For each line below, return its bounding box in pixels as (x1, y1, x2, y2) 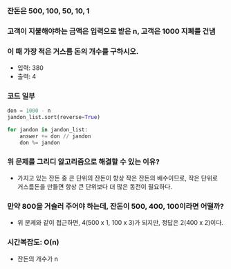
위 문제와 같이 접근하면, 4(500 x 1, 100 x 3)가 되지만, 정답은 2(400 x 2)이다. (17, 219, 223, 227)
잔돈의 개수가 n (17, 254, 59, 263)
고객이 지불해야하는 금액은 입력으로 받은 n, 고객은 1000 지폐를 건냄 (7, 26, 216, 36)
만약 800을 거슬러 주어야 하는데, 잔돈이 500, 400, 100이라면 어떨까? (7, 202, 225, 212)
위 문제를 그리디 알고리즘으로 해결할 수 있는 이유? (7, 157, 160, 167)
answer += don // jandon (19, 133, 91, 140)
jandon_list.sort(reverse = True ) (7, 114, 100, 121)
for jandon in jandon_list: (7, 127, 89, 133)
